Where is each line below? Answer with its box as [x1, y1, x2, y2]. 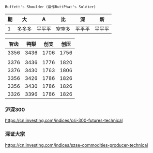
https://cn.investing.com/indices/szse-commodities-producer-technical [5, 142, 148, 148]
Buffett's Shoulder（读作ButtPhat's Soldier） [5, 4, 98, 9]
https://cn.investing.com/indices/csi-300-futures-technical [5, 117, 123, 123]
